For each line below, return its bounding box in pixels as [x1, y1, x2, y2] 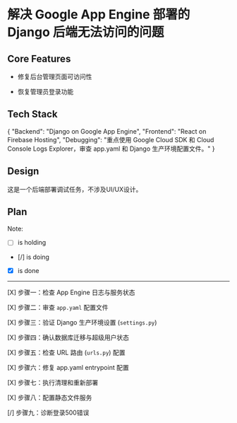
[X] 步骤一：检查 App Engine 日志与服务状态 [7, 288, 135, 296]
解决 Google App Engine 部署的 [7, 6, 190, 23]
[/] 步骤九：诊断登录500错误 [7, 408, 90, 417]
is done [17, 266, 39, 274]
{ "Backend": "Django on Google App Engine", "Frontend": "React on [7, 127, 207, 135]
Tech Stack [7, 108, 58, 120]
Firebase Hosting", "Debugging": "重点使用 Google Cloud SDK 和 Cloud [7, 135, 214, 144]
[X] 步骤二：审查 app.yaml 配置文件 [7, 303, 109, 311]
